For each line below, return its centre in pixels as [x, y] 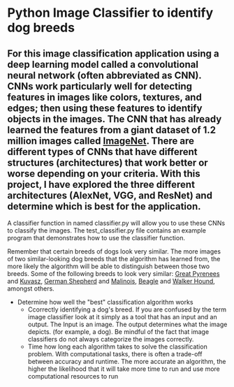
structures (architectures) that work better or [108, 162]
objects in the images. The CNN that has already [115, 119]
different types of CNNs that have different [102, 152]
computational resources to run [73, 376]
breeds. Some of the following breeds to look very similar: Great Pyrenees [114, 273]
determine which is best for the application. [104, 206]
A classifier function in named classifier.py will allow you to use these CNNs [116, 223]
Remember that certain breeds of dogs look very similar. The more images [114, 251]
